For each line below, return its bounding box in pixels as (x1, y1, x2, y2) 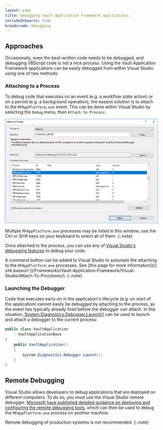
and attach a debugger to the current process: (5, 317, 98, 323)
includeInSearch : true (5, 18, 51, 23)
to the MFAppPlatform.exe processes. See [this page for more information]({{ (5, 262, 157, 268)
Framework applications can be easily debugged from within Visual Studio (5, 65, 154, 71)
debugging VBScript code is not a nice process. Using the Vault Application (5, 60, 156, 66)
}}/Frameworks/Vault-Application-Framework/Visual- (29, 267, 135, 273)
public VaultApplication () (14, 342, 68, 347)
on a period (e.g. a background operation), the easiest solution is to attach (5, 99, 154, 105)
